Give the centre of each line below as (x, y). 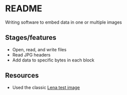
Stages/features (31, 38)
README (24, 9)
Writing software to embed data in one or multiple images (63, 22)
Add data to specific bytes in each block (53, 60)
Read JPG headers (31, 55)
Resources (22, 76)
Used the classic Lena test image (46, 87)
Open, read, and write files (39, 49)
